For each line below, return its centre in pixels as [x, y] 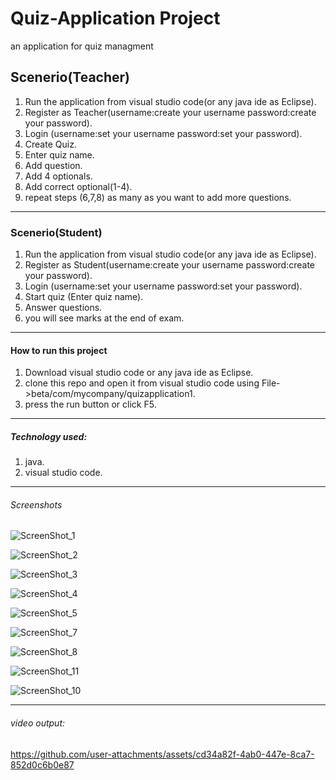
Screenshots [36, 504]
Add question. [53, 165]
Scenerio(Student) [56, 232]
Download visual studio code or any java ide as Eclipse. [139, 373]
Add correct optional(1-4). [78, 186]
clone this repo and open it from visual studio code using [142, 383]
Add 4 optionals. [58, 176]
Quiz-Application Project [115, 18]
